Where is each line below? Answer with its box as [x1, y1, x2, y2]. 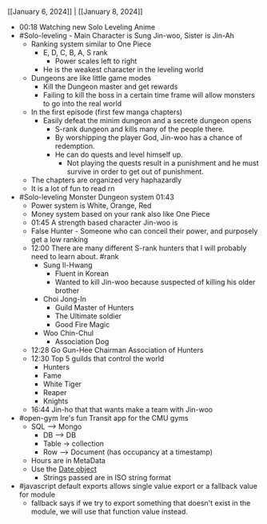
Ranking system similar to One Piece [30, 39, 152, 49]
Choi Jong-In [42, 294, 87, 303]
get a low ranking [30, 235, 89, 244]
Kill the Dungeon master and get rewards [42, 82, 178, 91]
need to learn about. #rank [30, 252, 119, 261]
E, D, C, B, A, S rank [42, 48, 109, 57]
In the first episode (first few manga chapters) [30, 107, 183, 117]
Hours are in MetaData [30, 456, 106, 465]
